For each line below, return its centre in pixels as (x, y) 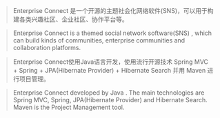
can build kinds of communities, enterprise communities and (99, 40)
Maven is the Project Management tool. (69, 107)
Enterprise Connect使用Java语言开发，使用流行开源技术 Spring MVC (110, 62)
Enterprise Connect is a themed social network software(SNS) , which (112, 33)
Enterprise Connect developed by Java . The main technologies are (109, 93)
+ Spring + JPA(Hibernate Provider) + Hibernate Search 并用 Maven (109, 70)
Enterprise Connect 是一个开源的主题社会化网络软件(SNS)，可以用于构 (113, 11)
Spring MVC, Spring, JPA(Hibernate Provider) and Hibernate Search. (110, 100)
